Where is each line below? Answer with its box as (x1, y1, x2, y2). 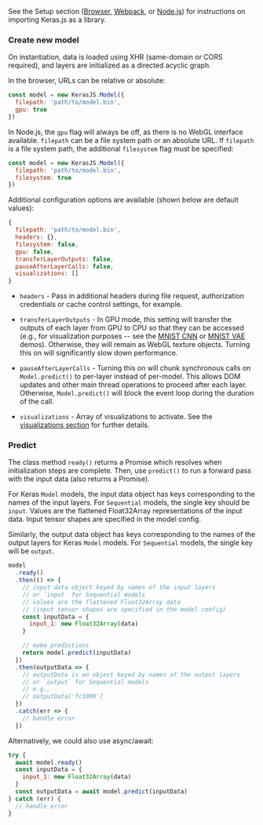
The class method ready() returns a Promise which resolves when (8, 458, 222, 467)
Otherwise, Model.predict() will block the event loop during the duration (19, 389, 254, 398)
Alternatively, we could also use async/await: (8, 736, 155, 745)
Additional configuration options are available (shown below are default (8, 195, 239, 205)
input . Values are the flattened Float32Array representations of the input (8, 506, 243, 516)
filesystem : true (15, 173, 72, 181)
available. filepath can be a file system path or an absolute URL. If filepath (8, 135, 254, 144)
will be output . (8, 546, 55, 556)
